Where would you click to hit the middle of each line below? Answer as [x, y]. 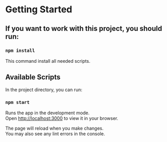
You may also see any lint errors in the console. [55, 134]
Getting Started [39, 10]
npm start [17, 102]
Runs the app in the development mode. [47, 113]
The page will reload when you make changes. [55, 128]
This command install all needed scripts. [48, 61]
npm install [20, 50]
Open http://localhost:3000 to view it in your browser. [62, 118]
